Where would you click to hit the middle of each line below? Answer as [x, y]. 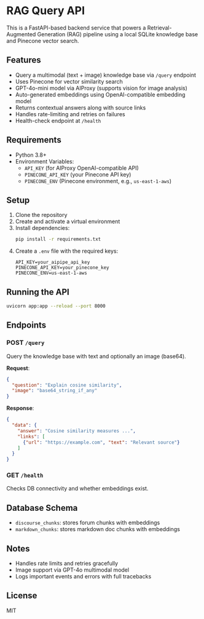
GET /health [25, 475]
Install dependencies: [42, 228]
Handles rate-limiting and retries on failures [70, 114]
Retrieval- [159, 28]
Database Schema [42, 508]
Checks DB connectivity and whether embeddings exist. [77, 489]
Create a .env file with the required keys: [67, 251]
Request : [18, 368]
